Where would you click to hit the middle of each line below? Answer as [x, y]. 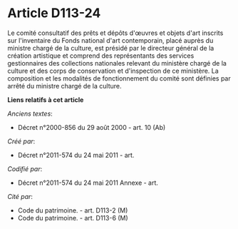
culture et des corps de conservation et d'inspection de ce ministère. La [113, 71]
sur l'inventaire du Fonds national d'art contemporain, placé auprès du [110, 40]
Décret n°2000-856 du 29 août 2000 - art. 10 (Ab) [92, 127]
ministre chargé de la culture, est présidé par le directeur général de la [111, 48]
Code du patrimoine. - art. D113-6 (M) [73, 218]
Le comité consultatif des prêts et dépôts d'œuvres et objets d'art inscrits [115, 33]
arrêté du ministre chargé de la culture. [64, 86]
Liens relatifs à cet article [46, 100]
